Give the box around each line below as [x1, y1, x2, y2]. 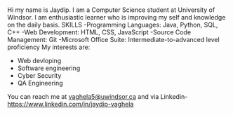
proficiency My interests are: [7, 43, 91, 51]
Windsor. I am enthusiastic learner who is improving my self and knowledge [7, 13, 226, 21]
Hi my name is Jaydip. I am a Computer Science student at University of [7, 6, 215, 14]
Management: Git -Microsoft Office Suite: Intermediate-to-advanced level [7, 35, 220, 43]
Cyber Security [17, 71, 62, 79]
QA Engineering [17, 79, 63, 87]
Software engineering [17, 64, 81, 72]
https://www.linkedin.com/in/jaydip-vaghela [7, 100, 134, 108]
